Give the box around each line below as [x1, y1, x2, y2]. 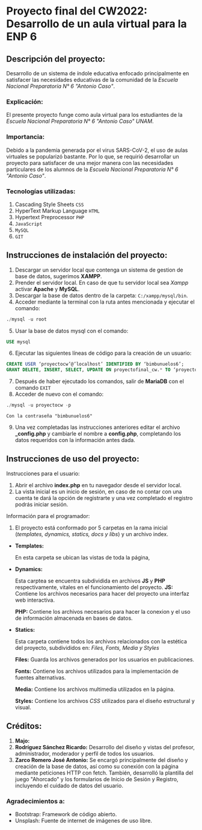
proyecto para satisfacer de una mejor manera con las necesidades [6, 159, 173, 166]
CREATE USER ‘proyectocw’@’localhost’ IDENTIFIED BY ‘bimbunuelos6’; [6, 361, 185, 367]
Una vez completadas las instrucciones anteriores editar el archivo [14, 423, 180, 431]
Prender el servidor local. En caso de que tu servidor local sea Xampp [14, 279, 189, 286]
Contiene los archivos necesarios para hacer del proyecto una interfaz [14, 590, 189, 597]
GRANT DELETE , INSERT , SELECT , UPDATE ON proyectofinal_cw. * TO [6, 367, 171, 373]
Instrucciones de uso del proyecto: [6, 454, 139, 464]
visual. [14, 704, 32, 711]
